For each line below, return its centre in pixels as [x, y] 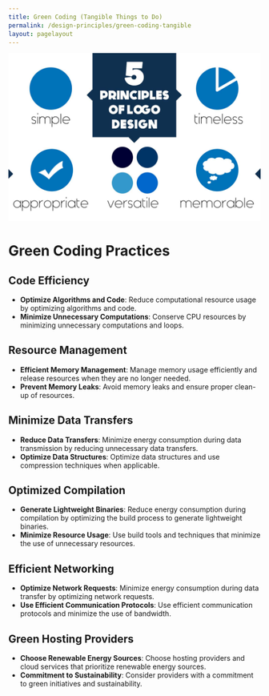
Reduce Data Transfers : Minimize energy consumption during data [130, 440]
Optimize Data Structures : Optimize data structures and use [120, 457]
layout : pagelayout [41, 34]
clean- [245, 386]
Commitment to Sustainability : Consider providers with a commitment [137, 675]
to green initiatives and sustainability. [81, 684]
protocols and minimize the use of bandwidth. [96, 614]
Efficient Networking [61, 569]
